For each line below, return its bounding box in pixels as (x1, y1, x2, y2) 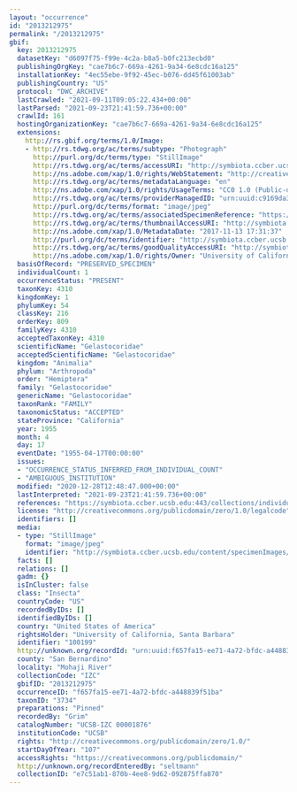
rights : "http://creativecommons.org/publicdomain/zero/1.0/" (17, 736, 251, 746)
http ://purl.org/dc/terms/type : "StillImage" (32, 152, 203, 162)
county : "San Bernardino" (17, 655, 113, 664)
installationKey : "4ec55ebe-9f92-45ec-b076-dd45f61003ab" (17, 71, 236, 80)
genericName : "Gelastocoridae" (17, 391, 133, 401)
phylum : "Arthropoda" (17, 366, 97, 376)
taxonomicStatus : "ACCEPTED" (17, 408, 125, 417)
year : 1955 (17, 424, 57, 434)
